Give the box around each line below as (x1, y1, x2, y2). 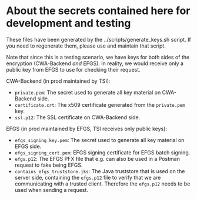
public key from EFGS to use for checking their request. (6, 66, 141, 73)
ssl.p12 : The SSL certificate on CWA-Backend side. (14, 113, 141, 121)
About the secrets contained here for (6, 4, 191, 18)
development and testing (6, 16, 131, 30)
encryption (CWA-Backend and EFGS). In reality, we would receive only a (6, 60, 184, 67)
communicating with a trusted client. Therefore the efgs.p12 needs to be (14, 180, 191, 187)
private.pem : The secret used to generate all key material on (14, 89, 161, 96)
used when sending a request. (14, 186, 88, 193)
